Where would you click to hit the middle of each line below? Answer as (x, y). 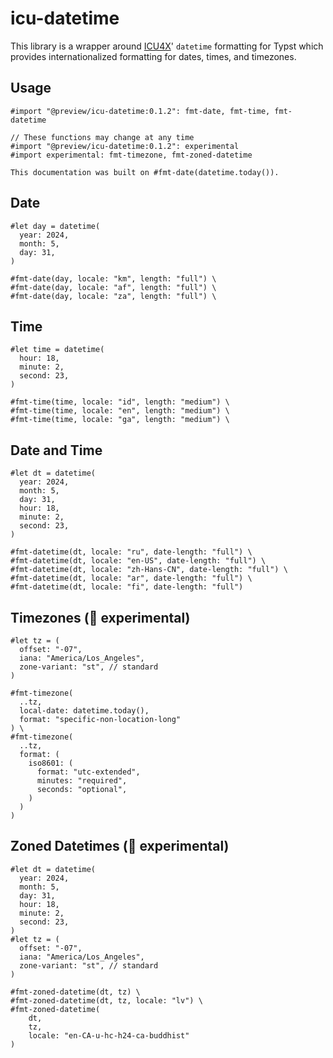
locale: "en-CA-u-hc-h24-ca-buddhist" (109, 1035)
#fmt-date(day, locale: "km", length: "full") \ (113, 278)
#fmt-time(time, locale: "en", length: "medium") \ (120, 411)
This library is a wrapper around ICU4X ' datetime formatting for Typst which (167, 46)
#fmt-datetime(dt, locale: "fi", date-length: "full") (127, 587)
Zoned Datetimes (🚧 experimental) (120, 846)
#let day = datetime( (55, 226)
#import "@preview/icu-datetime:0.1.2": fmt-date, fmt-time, (140, 111)
